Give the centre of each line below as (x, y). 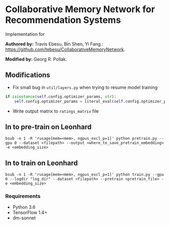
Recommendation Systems (63, 20)
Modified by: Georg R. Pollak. (36, 59)
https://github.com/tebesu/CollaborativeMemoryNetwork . (65, 49)
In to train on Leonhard (41, 163)
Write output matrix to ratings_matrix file (56, 111)
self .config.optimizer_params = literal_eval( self (69, 101)
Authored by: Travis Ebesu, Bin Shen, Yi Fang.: (54, 44)
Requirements (23, 196)
